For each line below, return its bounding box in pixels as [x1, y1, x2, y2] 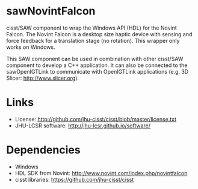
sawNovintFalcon [6, 4, 96, 18]
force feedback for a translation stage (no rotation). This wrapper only [6, 37, 180, 44]
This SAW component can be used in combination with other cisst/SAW [6, 55, 184, 62]
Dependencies [6, 143, 81, 157]
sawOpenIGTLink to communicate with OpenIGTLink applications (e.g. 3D [6, 68, 189, 75]
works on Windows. [6, 43, 55, 51]
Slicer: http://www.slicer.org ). [6, 74, 79, 82]
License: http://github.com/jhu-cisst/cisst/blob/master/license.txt [14, 115, 176, 123]
